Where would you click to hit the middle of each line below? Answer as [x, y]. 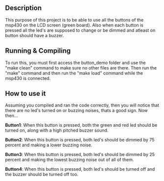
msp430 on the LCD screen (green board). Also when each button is [74, 25]
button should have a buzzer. [34, 35]
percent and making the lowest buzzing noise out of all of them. [69, 160]
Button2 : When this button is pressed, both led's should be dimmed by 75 [80, 140]
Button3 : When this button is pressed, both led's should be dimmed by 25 [80, 155]
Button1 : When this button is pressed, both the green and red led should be [81, 125]
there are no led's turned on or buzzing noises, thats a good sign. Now [77, 111]
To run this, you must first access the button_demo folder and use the [75, 63]
